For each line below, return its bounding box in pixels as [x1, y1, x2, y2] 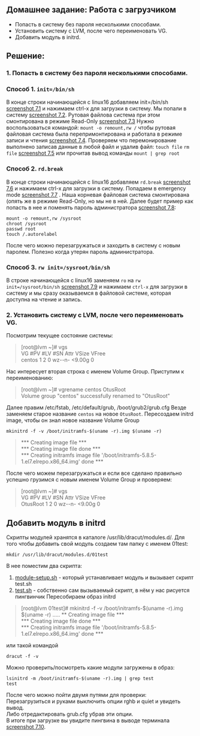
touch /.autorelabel [6, 231, 58, 237]
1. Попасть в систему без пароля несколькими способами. [6, 69, 188, 77]
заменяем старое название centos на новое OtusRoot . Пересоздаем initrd [6, 411, 193, 418]
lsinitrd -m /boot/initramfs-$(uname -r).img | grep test [6, 675, 154, 682]
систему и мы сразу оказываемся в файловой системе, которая [6, 289, 171, 297]
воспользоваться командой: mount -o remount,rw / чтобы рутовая [6, 124, 175, 131]
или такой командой [6, 642, 59, 649]
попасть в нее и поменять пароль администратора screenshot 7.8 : [6, 204, 177, 211]
